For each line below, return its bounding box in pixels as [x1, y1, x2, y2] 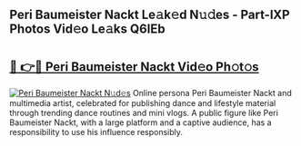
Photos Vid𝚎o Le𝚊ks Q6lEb [9, 22, 166, 37]
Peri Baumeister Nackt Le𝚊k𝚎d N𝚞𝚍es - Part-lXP [9, 7, 290, 23]
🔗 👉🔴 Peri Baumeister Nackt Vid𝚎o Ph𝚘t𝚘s [9, 59, 259, 74]
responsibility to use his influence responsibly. [9, 127, 184, 137]
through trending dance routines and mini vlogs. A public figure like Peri [9, 108, 279, 118]
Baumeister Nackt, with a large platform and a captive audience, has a [9, 117, 272, 128]
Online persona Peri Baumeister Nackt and [132, 88, 293, 98]
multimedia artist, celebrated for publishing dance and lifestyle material [9, 98, 276, 108]
